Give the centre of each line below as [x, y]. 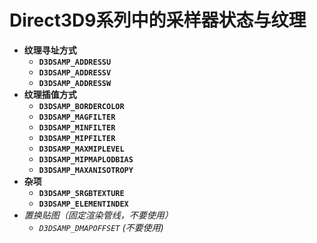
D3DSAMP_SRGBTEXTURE [81, 193]
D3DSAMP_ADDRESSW [75, 83]
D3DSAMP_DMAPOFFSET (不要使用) [101, 227]
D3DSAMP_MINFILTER [77, 127]
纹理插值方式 [50, 94]
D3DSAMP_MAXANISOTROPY [86, 170]
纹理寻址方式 [50, 50]
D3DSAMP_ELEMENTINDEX [83, 204]
